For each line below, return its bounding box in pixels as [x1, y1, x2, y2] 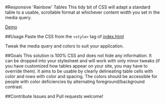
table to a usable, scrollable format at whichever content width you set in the [5, 9, 160, 15]
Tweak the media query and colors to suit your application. [5, 43, 124, 49]
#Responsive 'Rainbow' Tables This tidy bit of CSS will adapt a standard [5, 4, 151, 10]
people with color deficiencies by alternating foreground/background [5, 78, 145, 84]
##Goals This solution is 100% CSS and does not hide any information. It [5, 52, 152, 58]
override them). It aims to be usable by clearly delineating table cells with [5, 68, 153, 74]
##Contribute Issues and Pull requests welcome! [5, 93, 104, 99]
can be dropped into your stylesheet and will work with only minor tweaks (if [5, 58, 160, 63]
